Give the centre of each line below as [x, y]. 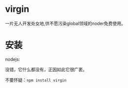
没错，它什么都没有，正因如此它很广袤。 [46, 69]
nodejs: [13, 59]
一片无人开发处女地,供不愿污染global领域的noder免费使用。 [65, 23]
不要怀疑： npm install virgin [36, 80]
